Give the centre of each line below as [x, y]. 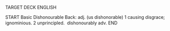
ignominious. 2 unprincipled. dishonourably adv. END [61, 23]
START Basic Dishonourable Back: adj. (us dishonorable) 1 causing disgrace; [85, 17]
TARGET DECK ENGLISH [31, 7]
